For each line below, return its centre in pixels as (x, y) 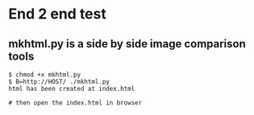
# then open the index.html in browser (75, 103)
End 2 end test (57, 14)
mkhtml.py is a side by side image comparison (127, 44)
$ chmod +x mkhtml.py (45, 75)
